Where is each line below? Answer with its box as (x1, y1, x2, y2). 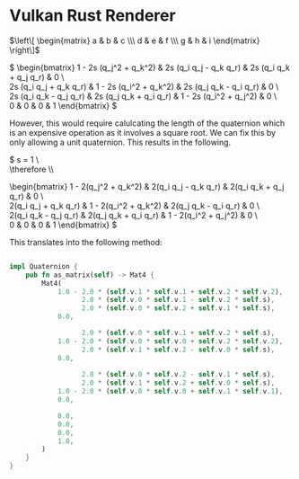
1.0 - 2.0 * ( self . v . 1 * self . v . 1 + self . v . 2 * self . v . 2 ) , (57, 287, 284, 297)
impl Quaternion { (9, 262, 78, 271)
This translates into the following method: (9, 236, 163, 247)
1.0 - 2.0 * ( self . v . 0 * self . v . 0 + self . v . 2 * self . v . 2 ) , (57, 336, 284, 346)
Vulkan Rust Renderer (9, 5, 177, 26)
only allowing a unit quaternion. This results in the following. (9, 137, 232, 147)
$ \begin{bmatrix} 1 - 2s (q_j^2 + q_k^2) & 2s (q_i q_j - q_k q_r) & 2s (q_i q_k (9, 62, 290, 73)
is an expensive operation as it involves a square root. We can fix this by (9, 127, 277, 137)
